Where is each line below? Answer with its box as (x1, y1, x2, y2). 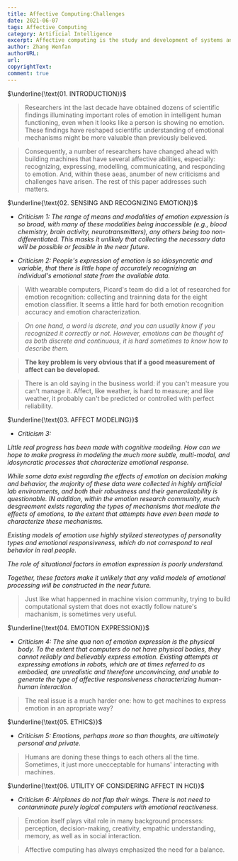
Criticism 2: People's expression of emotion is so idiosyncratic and (17, 256, 212, 265)
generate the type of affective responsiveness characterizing (17, 675, 197, 684)
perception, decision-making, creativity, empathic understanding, (24, 824, 216, 833)
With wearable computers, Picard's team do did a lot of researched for (24, 285, 231, 293)
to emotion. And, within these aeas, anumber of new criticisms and (24, 170, 220, 178)
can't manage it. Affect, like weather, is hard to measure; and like (24, 386, 215, 395)
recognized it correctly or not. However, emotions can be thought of (24, 329, 224, 337)
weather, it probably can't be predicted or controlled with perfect (24, 394, 215, 402)
